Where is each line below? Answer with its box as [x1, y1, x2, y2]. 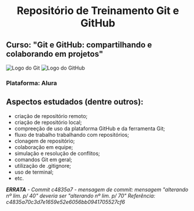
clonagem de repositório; [14, 137, 75, 144]
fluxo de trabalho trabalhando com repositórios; [14, 131, 129, 138]
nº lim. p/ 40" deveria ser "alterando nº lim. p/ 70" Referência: [6, 192, 156, 199]
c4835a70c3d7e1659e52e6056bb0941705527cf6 [6, 198, 125, 205]
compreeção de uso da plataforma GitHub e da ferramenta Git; [14, 124, 165, 132]
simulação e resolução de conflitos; [14, 150, 100, 157]
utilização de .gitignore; [14, 162, 72, 169]
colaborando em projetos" [6, 49, 104, 59]
